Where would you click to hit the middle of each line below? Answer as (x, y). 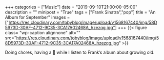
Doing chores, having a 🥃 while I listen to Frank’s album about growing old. (80, 52)
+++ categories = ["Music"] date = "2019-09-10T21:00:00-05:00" (71, 7)
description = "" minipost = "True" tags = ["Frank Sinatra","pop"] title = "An (80, 12)
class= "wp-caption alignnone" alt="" (43, 33)
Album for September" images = (38, 17)
